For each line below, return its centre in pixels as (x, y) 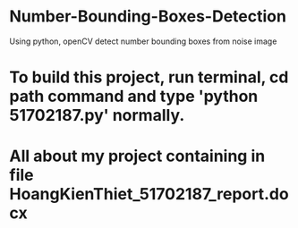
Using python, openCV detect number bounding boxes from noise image (143, 41)
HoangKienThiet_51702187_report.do (149, 194)
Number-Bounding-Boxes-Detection (148, 17)
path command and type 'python (134, 97)
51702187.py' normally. (97, 116)
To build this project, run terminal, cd (149, 77)
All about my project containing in (137, 156)
